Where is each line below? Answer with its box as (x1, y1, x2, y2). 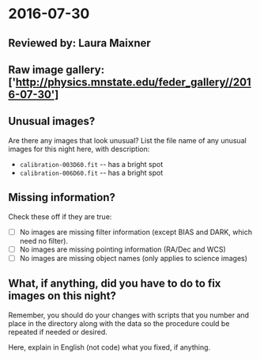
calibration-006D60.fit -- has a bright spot (19, 168, 164, 177)
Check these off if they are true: (8, 211, 112, 222)
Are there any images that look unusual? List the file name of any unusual (8, 135, 247, 145)
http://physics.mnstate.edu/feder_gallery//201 (15, 75, 251, 89)
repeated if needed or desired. (8, 327, 108, 336)
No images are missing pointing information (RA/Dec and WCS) (19, 244, 227, 254)
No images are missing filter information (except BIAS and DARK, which (19, 227, 253, 237)
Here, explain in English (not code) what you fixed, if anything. (8, 342, 211, 352)
